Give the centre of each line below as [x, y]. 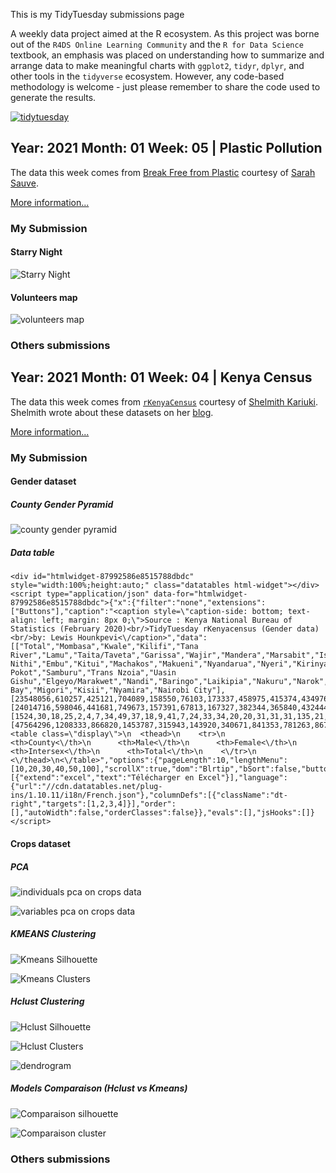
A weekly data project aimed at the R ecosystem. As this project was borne [165, 33]
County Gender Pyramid [62, 504]
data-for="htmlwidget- [200, 594]
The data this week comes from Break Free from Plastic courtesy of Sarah [163, 172]
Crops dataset [40, 843]
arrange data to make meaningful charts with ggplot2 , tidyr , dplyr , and [157, 65]
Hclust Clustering [47, 1001]
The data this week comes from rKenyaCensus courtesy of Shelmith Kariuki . [164, 401]
